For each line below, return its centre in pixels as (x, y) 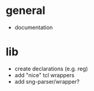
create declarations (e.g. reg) (51, 69)
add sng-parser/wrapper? (47, 81)
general (26, 11)
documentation (34, 27)
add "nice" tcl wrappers (44, 75)
